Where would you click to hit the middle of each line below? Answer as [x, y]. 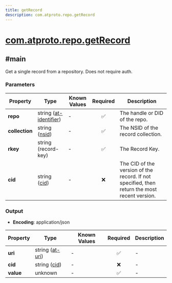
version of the [136, 170]
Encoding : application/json [41, 222]
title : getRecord [24, 10]
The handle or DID [142, 113]
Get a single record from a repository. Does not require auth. [69, 71]
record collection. [141, 134]
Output [14, 211]
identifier [48, 119]
